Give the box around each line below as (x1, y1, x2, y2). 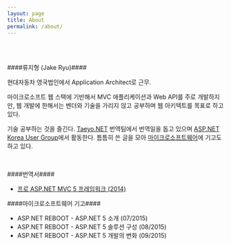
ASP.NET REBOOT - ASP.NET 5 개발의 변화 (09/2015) (17, 231, 167, 240)
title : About (7, 17, 45, 23)
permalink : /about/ (7, 23, 63, 30)
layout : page (7, 10, 45, 17)
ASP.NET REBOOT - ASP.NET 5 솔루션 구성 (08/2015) (17, 223, 167, 231)
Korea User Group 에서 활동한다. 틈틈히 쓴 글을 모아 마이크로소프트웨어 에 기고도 (7, 133, 222, 142)
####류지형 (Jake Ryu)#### (7, 64, 88, 72)
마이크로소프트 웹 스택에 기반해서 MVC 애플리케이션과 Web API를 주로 (7, 93, 197, 101)
